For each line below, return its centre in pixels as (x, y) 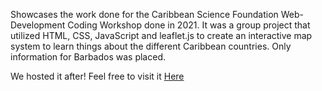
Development (38, 25)
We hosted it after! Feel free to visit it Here (97, 76)
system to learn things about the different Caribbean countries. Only (151, 46)
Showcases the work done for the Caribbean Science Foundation (144, 14)
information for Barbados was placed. (88, 57)
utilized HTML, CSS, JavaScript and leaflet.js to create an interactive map (161, 35)
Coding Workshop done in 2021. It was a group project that (189, 25)
